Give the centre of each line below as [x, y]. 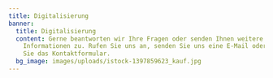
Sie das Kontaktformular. [67, 54]
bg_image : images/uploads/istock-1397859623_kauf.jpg [108, 62]
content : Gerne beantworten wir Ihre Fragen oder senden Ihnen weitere [140, 39]
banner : [22, 24]
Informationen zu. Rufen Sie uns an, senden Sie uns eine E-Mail [136, 46]
